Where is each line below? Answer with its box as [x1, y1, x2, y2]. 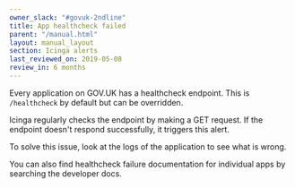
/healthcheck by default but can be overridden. [9, 97, 184, 107]
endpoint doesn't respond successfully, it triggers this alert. [9, 124, 230, 134]
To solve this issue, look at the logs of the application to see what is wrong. [9, 141, 287, 152]
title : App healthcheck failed [9, 21, 126, 30]
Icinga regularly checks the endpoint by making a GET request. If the [9, 114, 264, 125]
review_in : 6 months [9, 64, 87, 73]
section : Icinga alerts [9, 47, 99, 56]
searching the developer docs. [9, 167, 123, 179]
